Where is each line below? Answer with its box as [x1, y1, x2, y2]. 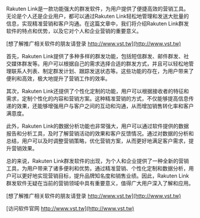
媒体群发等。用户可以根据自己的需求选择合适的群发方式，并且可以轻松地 [11, 60, 189, 67]
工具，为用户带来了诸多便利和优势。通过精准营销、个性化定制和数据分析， [6, 165, 189, 172]
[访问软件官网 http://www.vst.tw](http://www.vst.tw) [6, 205, 135, 212]
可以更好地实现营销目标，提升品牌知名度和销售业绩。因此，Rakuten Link [11, 172, 189, 179]
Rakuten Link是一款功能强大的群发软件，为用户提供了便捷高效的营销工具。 [6, 5, 189, 12]
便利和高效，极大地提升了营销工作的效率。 [6, 75, 111, 82]
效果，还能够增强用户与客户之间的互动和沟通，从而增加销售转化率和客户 [16, 103, 194, 109]
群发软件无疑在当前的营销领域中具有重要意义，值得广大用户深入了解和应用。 [6, 180, 194, 187]
